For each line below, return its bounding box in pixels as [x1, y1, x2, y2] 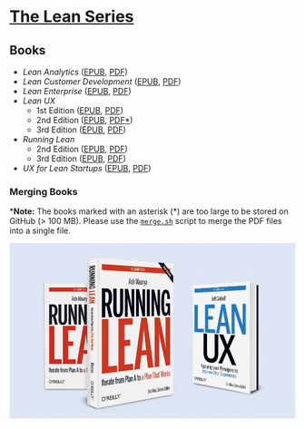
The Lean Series [9, 6, 134, 27]
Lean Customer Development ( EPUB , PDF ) [22, 76, 182, 87]
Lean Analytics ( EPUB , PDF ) [22, 66, 129, 77]
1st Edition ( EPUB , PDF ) [35, 105, 124, 115]
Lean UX [22, 95, 56, 106]
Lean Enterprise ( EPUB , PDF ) [22, 86, 132, 96]
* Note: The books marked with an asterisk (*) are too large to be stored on [9, 206, 289, 217]
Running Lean [22, 134, 75, 144]
